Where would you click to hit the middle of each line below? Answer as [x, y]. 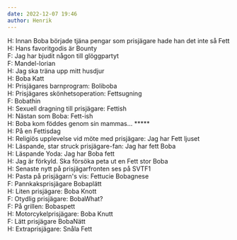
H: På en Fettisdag [34, 131]
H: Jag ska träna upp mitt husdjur [56, 71]
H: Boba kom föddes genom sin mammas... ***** [79, 123]
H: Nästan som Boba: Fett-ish [50, 116]
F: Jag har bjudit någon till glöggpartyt [63, 56]
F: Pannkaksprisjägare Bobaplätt [54, 183]
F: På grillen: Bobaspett [41, 206]
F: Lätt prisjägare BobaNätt [47, 221]
